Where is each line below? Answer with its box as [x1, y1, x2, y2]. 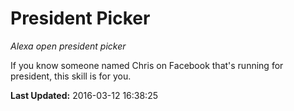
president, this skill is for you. [10, 70, 132, 82]
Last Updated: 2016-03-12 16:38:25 [10, 89, 158, 101]
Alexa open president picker [10, 40, 127, 52]
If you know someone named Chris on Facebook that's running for [10, 59, 284, 71]
